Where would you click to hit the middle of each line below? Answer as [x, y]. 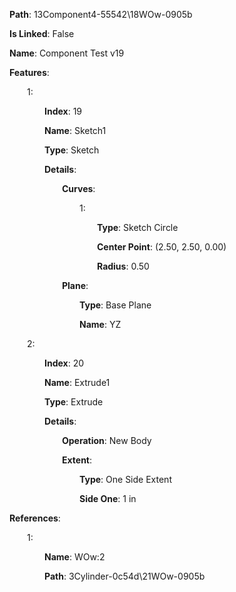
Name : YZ [100, 324]
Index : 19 [63, 111]
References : [35, 518]
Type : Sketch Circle [138, 227]
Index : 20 [64, 363]
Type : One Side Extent [125, 479]
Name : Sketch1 [75, 130]
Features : [29, 72]
